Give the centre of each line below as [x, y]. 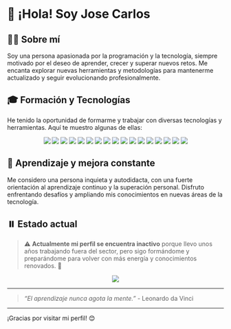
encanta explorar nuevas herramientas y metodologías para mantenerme [110, 70]
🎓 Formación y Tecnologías [69, 100]
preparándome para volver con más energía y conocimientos [110, 259]
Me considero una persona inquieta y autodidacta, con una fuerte [100, 180]
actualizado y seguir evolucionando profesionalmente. [84, 78]
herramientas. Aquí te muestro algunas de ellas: [75, 127]
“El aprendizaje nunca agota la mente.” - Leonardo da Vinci [109, 299]
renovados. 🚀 [43, 266]
